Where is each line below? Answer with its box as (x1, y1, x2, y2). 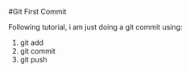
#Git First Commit (8, 7, 67, 16)
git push (19, 55, 47, 64)
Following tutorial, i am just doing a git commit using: (8, 22, 183, 31)
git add (19, 38, 44, 47)
